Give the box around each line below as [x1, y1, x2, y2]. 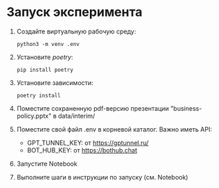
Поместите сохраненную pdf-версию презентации [16, 104, 169, 112]
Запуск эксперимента [6, 4, 143, 20]
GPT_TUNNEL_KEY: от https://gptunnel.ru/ [27, 139, 149, 147]
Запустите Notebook [16, 159, 77, 168]
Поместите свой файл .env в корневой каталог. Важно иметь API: [16, 125, 212, 133]
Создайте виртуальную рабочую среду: [16, 27, 137, 36]
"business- [170, 104, 202, 112]
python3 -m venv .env [16, 40, 80, 47]
